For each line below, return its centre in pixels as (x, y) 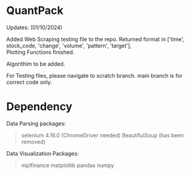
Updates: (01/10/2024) (34, 27)
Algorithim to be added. (36, 64)
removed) (33, 142)
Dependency (39, 107)
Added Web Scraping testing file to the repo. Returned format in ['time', (95, 39)
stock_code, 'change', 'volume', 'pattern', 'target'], (69, 46)
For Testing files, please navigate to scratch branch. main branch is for (95, 75)
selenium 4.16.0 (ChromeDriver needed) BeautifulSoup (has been (102, 135)
